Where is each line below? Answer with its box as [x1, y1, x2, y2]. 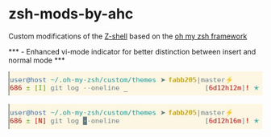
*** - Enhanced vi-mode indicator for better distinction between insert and [8, 46, 256, 56]
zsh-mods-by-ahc [8, 5, 134, 23]
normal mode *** [8, 55, 65, 65]
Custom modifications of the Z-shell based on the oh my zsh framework [8, 31, 248, 41]
